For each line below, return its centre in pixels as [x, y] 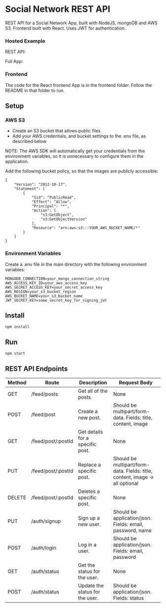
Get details [90, 431]
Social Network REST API [58, 9]
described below [29, 141]
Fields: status [128, 598]
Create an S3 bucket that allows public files [56, 131]
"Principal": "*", [50, 206]
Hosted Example [25, 41]
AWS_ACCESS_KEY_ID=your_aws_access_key [46, 283]
